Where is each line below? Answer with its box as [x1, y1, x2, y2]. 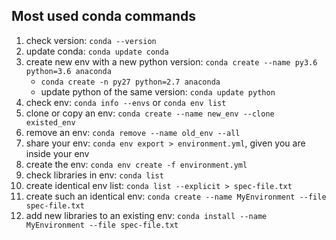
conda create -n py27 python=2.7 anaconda [40, 77, 221, 87]
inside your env [25, 147, 90, 159]
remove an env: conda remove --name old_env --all [25, 126, 241, 138]
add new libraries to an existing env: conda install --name [25, 209, 268, 221]
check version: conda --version [25, 34, 157, 46]
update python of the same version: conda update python [40, 85, 276, 98]
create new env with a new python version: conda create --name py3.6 [25, 55, 318, 68]
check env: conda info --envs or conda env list [25, 96, 227, 108]
